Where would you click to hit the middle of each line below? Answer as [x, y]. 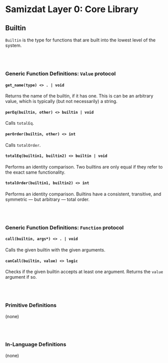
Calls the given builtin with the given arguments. [55, 250]
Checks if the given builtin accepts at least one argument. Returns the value [84, 272]
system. [13, 45]
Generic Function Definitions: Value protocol [60, 73]
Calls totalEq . [20, 123]
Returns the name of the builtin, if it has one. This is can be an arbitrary [79, 96]
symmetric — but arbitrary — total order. [48, 199]
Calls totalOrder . [23, 145]
